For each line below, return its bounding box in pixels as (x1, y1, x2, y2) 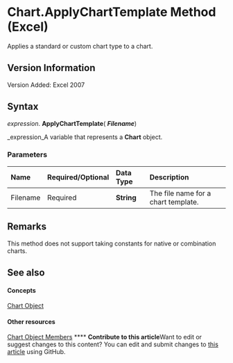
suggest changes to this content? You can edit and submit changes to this (7, 340, 218, 348)
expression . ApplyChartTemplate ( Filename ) (7, 119, 137, 127)
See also (7, 267, 45, 279)
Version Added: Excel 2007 (7, 81, 85, 89)
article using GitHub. (7, 348, 66, 356)
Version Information (7, 62, 96, 74)
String (115, 193, 137, 202)
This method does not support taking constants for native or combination (7, 239, 216, 248)
